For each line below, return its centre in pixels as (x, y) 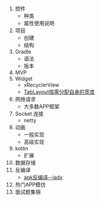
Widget (24, 79)
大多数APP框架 (42, 106)
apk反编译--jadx (43, 177)
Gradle (23, 52)
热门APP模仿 (30, 185)
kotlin (21, 148)
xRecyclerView (42, 85)
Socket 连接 (29, 114)
